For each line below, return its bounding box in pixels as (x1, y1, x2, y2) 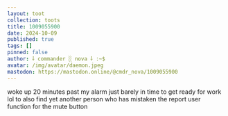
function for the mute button (7, 102, 88, 110)
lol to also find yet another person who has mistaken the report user (7, 94, 201, 103)
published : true (7, 36, 54, 43)
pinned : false (7, 49, 49, 56)
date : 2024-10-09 (7, 29, 58, 37)
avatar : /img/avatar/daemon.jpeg (7, 62, 104, 69)
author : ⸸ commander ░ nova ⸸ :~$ (7, 56, 105, 63)
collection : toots (7, 17, 60, 24)
